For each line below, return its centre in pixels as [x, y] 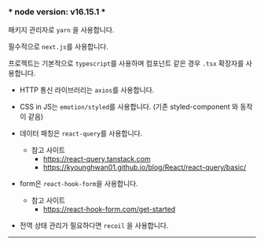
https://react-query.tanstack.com [97, 159]
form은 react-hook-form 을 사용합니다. [79, 184]
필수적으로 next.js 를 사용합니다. [58, 47]
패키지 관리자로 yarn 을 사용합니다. [61, 30]
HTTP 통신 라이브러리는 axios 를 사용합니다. [87, 90]
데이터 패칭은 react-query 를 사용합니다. [81, 133]
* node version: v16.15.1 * [57, 12]
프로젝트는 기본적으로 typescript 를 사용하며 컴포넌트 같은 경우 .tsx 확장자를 [126, 63]
